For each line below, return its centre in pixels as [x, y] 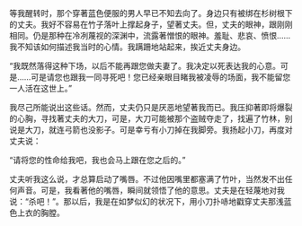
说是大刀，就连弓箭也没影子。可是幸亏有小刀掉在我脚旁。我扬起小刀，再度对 [151, 130]
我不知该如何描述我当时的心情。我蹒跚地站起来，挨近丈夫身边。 [127, 47]
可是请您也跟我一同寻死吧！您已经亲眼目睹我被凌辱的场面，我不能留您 [161, 77]
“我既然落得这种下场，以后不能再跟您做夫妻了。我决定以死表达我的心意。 [145, 66]
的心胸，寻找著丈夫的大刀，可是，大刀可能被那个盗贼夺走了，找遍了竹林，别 [151, 118]
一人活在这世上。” [41, 88]
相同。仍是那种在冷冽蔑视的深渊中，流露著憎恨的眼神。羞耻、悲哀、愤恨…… [150, 35]
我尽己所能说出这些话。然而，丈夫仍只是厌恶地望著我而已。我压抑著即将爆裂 [151, 107]
